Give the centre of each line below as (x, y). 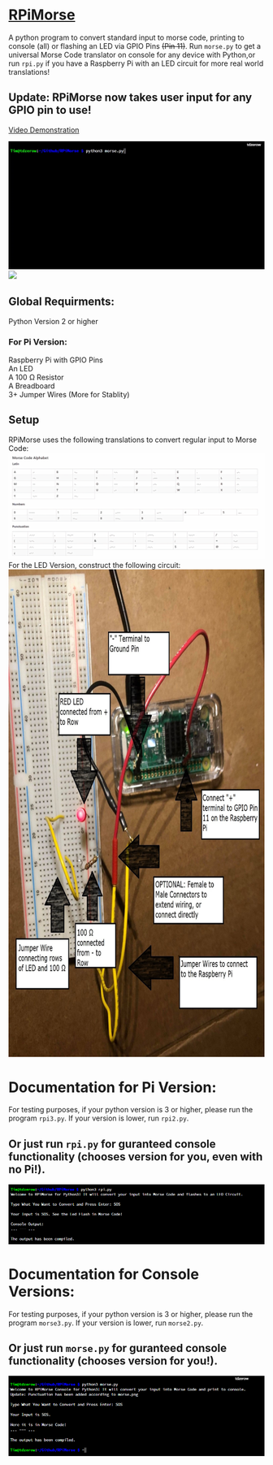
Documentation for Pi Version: (113, 1087)
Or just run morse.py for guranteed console (118, 1348)
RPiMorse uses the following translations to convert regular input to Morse (133, 440)
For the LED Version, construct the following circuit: (95, 566)
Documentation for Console (104, 1274)
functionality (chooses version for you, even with (136, 1157)
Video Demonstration (44, 130)
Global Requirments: (62, 302)
